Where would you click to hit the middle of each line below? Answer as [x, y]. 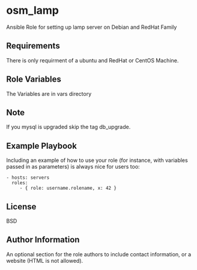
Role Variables [34, 79]
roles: [20, 183]
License [21, 207]
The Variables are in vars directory [49, 94]
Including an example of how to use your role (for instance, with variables [97, 160]
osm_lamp [32, 10]
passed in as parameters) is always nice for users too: [73, 167]
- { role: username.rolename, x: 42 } [68, 188]
